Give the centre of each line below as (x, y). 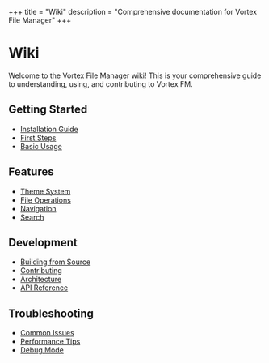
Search (32, 217)
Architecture (41, 280)
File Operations (45, 200)
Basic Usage (41, 146)
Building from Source (55, 262)
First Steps (38, 138)
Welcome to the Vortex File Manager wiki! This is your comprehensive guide (135, 75)
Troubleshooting (51, 313)
